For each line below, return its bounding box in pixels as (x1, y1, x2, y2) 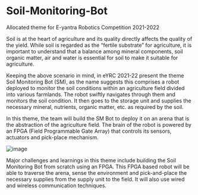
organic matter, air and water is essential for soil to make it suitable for (6, 54, 178, 61)
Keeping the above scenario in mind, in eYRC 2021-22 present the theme (6, 72, 184, 79)
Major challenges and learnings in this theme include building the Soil (6, 156, 177, 164)
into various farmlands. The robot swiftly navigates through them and (6, 91, 175, 98)
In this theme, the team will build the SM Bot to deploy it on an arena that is (6, 114, 190, 122)
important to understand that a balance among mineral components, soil (6, 47, 183, 55)
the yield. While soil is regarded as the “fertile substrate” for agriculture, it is (6, 41, 192, 49)
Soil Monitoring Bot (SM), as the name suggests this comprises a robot (6, 78, 180, 85)
